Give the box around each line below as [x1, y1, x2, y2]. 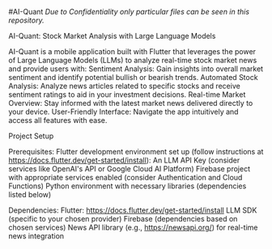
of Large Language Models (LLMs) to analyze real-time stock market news [8, 56, 257, 65]
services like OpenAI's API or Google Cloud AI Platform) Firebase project [8, 164, 251, 173]
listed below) [8, 190, 52, 199]
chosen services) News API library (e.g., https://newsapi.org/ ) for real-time [8, 222, 258, 232]
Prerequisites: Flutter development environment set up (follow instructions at [8, 147, 264, 156]
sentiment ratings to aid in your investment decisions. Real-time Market [8, 90, 246, 99]
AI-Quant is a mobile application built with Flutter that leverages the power [8, 47, 257, 56]
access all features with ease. [8, 116, 108, 124]
